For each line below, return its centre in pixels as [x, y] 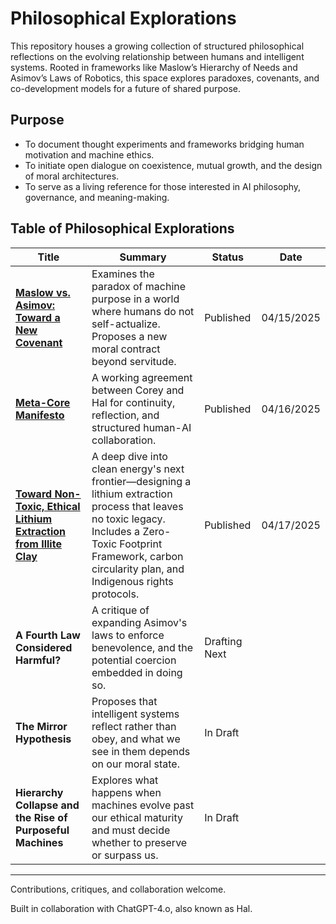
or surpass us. [125, 855]
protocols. [115, 594]
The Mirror [41, 726]
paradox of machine [139, 286]
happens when [126, 792]
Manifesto [40, 415]
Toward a [38, 317]
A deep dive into [129, 456]
